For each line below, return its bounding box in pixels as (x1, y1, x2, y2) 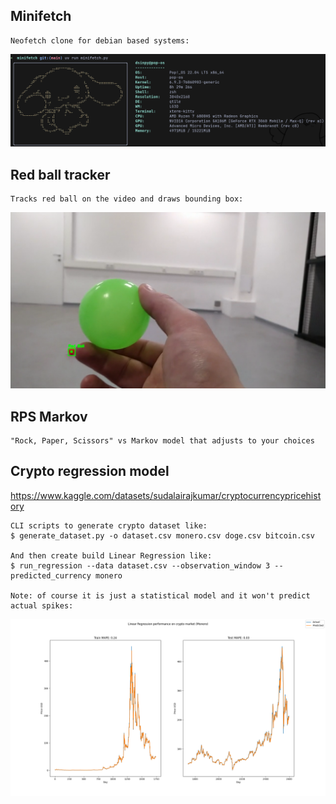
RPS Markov (10, 408, 88, 425)
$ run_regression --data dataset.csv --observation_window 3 (10, 560, 271, 571)
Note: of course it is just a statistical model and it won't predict (10, 590, 311, 601)
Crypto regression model (10, 463, 170, 480)
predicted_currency (10, 570, 92, 581)
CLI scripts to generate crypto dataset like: (10, 520, 208, 531)
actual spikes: (10, 600, 74, 611)
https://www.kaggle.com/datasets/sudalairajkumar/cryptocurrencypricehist (10, 489, 322, 501)
